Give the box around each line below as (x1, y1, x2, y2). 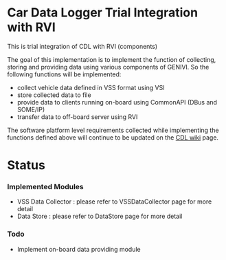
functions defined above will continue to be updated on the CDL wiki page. (7, 133, 218, 142)
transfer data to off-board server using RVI (16, 112, 138, 121)
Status (7, 158, 46, 173)
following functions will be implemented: (7, 70, 122, 78)
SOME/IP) (16, 105, 45, 113)
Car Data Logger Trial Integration (7, 5, 198, 21)
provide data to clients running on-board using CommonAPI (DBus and (16, 98, 218, 106)
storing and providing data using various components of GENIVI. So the (7, 63, 210, 71)
